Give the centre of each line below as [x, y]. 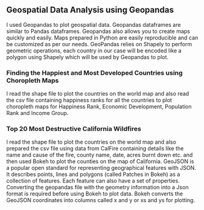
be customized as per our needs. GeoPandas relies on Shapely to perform [99, 44]
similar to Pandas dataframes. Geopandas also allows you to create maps [98, 31]
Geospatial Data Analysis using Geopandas [90, 10]
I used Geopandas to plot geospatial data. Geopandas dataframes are [94, 24]
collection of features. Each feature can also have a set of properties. [93, 181]
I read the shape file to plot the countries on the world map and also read [98, 94]
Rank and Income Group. [37, 113]
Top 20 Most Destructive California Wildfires [74, 129]
